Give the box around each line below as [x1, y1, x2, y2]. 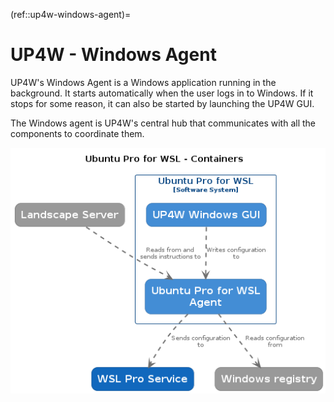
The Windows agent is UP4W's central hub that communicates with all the [10, 117, 317, 129]
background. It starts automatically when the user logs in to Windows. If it [10, 87, 314, 99]
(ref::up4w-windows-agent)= [10, 9, 132, 20]
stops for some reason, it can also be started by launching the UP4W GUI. [10, 97, 315, 109]
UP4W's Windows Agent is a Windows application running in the [10, 76, 277, 88]
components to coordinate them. [10, 127, 145, 139]
